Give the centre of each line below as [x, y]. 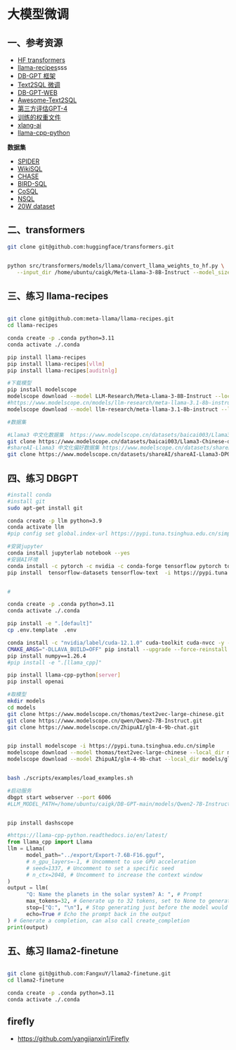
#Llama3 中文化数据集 [36, 435]
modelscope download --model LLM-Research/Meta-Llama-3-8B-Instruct [110, 396]
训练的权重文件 [39, 117]
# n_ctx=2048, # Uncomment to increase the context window [114, 875]
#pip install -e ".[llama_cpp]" [54, 662]
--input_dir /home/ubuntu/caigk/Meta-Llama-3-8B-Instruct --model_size [124, 272]
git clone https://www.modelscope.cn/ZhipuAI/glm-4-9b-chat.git [103, 727]
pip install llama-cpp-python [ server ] [64, 675]
